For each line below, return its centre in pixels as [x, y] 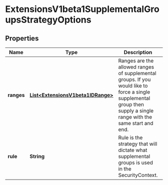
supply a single [136, 111]
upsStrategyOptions [48, 20]
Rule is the [130, 137]
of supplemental [137, 73]
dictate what [133, 150]
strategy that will [138, 144]
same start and [136, 123]
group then [131, 104]
